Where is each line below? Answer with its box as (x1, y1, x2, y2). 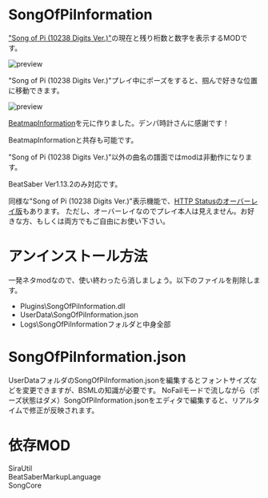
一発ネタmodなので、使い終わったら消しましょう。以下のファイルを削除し (8, 275, 254, 285)
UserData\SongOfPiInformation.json (19, 310, 138, 319)
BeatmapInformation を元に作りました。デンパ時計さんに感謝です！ (8, 118, 230, 127)
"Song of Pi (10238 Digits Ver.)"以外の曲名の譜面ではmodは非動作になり (8, 152, 246, 162)
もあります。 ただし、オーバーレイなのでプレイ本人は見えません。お (22, 206, 248, 215)
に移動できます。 (8, 86, 64, 95)
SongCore (8, 480, 42, 490)
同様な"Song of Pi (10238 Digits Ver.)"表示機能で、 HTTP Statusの (8, 196, 223, 206)
